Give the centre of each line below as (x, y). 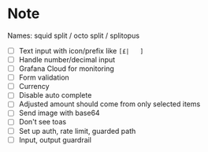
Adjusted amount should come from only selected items (110, 104)
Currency (34, 87)
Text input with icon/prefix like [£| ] (81, 50)
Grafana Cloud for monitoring (67, 69)
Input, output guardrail (55, 139)
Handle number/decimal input (67, 59)
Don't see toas (43, 122)
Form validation (44, 78)
